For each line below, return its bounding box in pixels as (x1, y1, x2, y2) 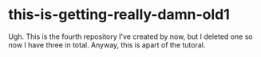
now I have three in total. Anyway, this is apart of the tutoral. (8, 40, 206, 49)
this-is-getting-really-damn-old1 (8, 6, 230, 24)
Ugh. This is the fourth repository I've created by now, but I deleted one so (8, 32, 253, 41)
